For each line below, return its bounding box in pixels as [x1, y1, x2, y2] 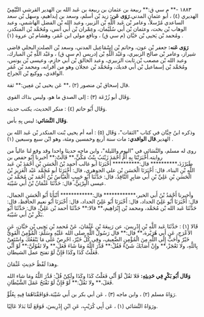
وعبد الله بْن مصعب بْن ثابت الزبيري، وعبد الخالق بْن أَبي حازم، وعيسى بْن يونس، [7, 57, 187, 64]
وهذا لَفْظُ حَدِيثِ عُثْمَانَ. [7, 260, 59, 268]
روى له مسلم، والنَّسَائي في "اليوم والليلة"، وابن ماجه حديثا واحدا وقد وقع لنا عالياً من [7, 147, 197, 154]
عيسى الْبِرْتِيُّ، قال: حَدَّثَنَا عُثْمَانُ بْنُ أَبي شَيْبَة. [7, 180, 106, 186]
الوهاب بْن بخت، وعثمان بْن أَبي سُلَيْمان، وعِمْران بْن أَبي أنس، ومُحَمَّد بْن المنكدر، [7, 25, 187, 32]
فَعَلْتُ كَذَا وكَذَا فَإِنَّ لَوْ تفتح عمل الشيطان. [7, 249, 100, 256]
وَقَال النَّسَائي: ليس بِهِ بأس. [7, 117, 68, 124]
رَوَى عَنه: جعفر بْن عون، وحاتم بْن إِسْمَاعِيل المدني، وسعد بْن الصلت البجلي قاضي [7, 43, 189, 51]
